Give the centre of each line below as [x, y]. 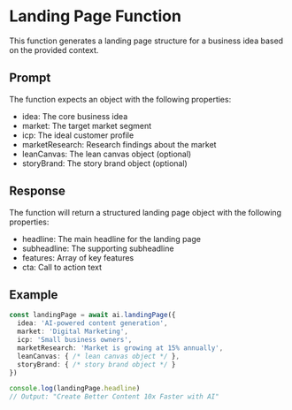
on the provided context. [54, 49]
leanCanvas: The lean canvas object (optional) [107, 154]
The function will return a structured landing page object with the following [145, 212]
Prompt [30, 78]
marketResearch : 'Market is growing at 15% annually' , [120, 348]
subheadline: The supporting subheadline [98, 248]
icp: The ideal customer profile [78, 135]
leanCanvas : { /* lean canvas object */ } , [98, 356]
